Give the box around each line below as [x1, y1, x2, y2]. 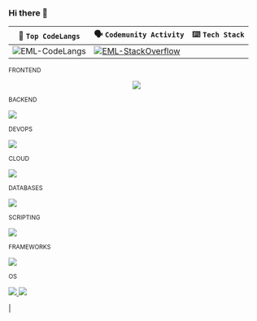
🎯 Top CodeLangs [18, 30, 81, 41]
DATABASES [8, 184, 43, 193]
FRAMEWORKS [8, 243, 51, 251]
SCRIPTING [8, 214, 41, 222]
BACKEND [8, 96, 37, 104]
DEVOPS [8, 125, 33, 133]
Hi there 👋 [8, 7, 49, 19]
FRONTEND [8, 67, 41, 75]
